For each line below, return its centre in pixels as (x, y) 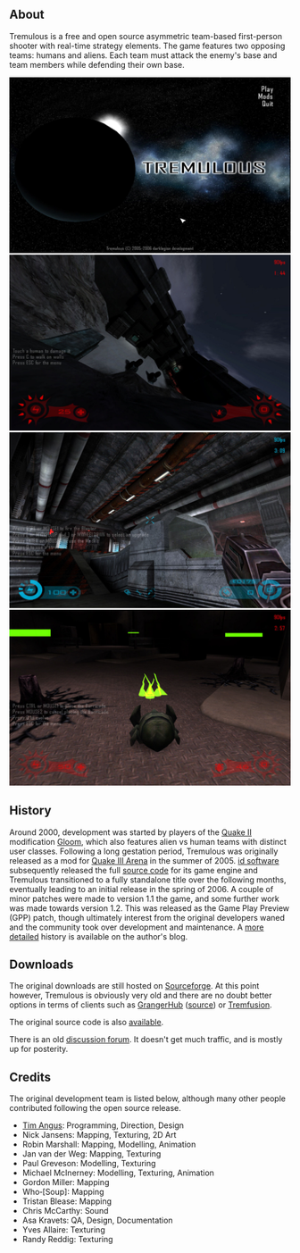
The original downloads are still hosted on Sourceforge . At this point (134, 986)
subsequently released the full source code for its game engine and (133, 870)
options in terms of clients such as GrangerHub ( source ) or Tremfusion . (141, 1005)
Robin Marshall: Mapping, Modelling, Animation (109, 1144)
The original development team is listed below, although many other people (147, 1098)
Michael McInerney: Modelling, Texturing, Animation (118, 1173)
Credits (30, 1077)
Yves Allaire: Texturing (63, 1230)
